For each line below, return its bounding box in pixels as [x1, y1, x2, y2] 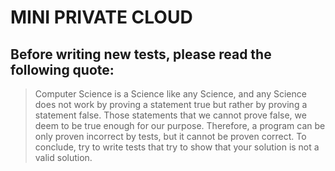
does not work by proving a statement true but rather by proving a [34, 99, 308, 110]
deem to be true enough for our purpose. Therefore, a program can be [34, 120, 326, 131]
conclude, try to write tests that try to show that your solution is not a [34, 141, 320, 153]
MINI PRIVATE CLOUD [10, 6, 193, 29]
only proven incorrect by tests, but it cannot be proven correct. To [34, 131, 307, 142]
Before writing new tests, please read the [10, 46, 272, 63]
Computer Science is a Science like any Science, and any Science [34, 88, 307, 100]
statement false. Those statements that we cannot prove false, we [34, 109, 307, 121]
